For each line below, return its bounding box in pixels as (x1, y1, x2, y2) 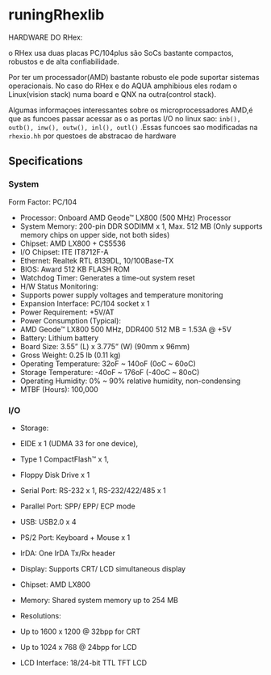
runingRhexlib (8, 6, 105, 24)
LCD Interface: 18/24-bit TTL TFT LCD (19, 657, 148, 668)
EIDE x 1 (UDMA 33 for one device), (19, 438, 139, 448)
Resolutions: (19, 610, 62, 620)
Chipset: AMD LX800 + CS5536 (19, 238, 127, 248)
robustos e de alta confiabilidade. (8, 57, 119, 66)
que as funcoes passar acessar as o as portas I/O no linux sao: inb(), (8, 113, 241, 123)
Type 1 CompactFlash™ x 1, (19, 454, 110, 464)
